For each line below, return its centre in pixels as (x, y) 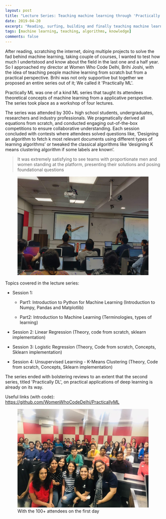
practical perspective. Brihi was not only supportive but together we (74, 78)
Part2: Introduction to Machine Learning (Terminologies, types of (86, 317)
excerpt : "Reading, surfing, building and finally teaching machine (77, 26)
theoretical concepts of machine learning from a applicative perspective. (79, 98)
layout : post (19, 10)
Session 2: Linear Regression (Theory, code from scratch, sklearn (79, 332)
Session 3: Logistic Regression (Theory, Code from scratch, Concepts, (84, 347)
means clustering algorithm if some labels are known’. (60, 149)
